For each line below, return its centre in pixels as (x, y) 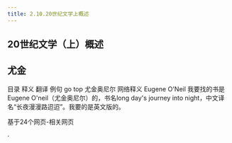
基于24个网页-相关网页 (41, 122)
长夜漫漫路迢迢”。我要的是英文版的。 (71, 106)
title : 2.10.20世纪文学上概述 (48, 14)
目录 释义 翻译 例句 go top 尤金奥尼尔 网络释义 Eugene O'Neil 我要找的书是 (116, 88)
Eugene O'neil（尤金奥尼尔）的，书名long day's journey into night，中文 (113, 98)
